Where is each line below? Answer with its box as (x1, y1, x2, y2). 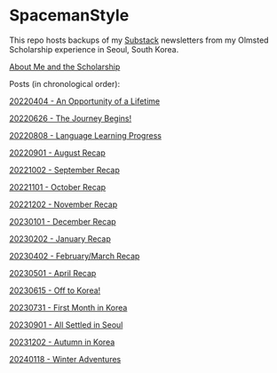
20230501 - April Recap (9, 267, 97, 278)
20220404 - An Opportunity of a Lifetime (9, 95, 161, 107)
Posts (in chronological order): (9, 78, 121, 89)
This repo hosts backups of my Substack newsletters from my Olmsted (9, 35, 269, 45)
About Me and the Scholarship (9, 61, 121, 72)
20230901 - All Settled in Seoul (9, 319, 123, 329)
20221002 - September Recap (9, 164, 120, 175)
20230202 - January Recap (9, 233, 111, 244)
